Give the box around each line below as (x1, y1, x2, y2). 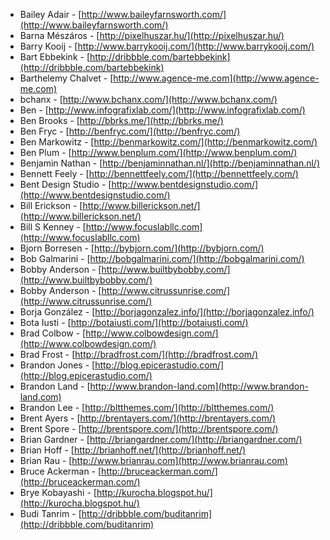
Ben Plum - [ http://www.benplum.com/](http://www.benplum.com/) (19, 147, 298, 158)
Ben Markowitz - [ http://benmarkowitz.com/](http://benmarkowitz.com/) (19, 136, 318, 148)
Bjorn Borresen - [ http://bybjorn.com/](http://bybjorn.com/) (19, 242, 265, 254)
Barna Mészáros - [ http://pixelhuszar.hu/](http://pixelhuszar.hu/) (19, 30, 285, 41)
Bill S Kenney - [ (19, 221, 87, 233)
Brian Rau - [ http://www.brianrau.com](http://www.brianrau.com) (19, 455, 288, 466)
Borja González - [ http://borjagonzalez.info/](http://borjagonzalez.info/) (19, 306, 315, 318)
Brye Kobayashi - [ (19, 487, 97, 498)
